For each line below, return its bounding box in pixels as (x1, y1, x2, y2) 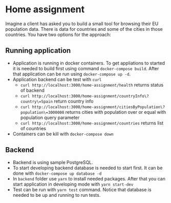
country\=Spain (20, 99, 53, 104)
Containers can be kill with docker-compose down (12, 131, 114, 137)
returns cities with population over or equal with (65, 109, 166, 115)
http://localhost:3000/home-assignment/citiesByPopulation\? (32, 104, 165, 110)
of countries (20, 125, 46, 131)
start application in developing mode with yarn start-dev (12, 181, 134, 187)
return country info (53, 98, 94, 104)
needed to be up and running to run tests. (12, 192, 101, 198)
